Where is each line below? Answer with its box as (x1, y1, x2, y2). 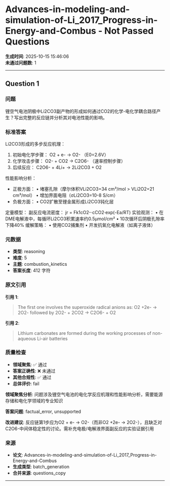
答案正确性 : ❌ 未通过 (12, 368, 56, 374)
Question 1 (5, 80, 39, 88)
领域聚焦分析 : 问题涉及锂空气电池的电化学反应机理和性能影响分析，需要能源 (5, 391, 163, 397)
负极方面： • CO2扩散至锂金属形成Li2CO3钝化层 (12, 198, 114, 204)
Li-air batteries (37, 335, 68, 341)
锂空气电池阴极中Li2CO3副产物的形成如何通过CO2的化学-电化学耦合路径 (5, 108, 157, 114)
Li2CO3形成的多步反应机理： (5, 141, 66, 147)
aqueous (17, 335, 36, 341)
